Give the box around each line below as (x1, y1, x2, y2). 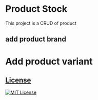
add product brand (5, 35, 67, 44)
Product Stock (5, 3, 68, 15)
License (5, 75, 31, 85)
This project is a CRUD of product (5, 20, 77, 26)
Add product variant (5, 55, 93, 67)
